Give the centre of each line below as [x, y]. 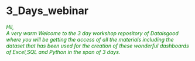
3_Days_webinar [47, 11]
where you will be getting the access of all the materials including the [90, 39]
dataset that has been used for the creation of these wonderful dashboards [97, 46]
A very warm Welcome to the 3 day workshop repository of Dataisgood [92, 33]
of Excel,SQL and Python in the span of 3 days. [63, 52]
